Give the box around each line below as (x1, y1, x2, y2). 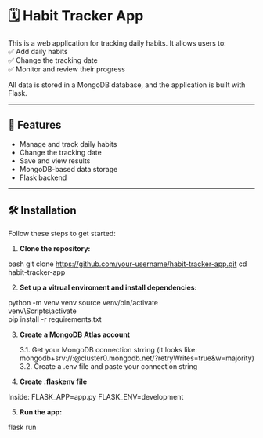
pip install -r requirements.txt (8, 314, 102, 323)
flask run (8, 422, 37, 432)
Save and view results (19, 155, 91, 166)
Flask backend (19, 173, 67, 182)
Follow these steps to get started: (8, 228, 116, 238)
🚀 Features (8, 119, 62, 132)
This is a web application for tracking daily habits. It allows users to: (8, 38, 227, 48)
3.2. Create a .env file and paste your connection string (19, 361, 198, 370)
